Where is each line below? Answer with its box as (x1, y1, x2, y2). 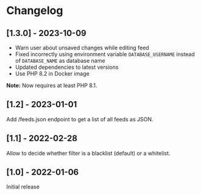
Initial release (6, 183, 40, 191)
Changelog (6, 4, 63, 18)
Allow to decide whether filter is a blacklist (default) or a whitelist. (6, 149, 171, 157)
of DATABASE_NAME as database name (15, 57, 105, 64)
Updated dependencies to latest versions (15, 63, 119, 71)
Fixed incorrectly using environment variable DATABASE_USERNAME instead (15, 51, 195, 58)
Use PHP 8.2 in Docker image (15, 70, 90, 77)
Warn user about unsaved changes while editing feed (15, 44, 149, 51)
